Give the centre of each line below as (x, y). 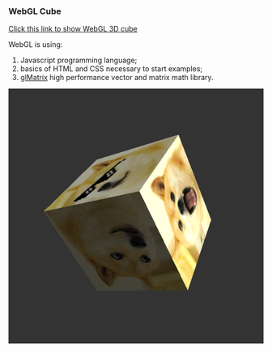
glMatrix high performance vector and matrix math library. (117, 78)
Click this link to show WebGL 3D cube (73, 29)
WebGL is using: (36, 45)
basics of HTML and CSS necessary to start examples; (111, 69)
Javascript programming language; (79, 60)
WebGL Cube (35, 11)
